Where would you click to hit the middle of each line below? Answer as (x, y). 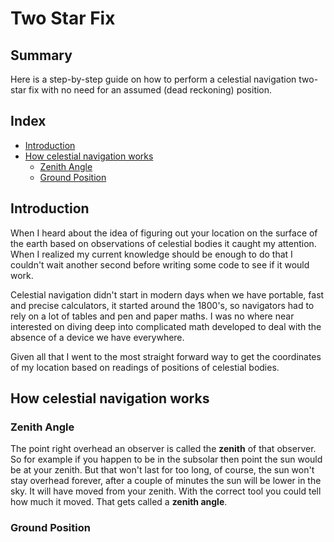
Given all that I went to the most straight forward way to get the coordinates (166, 356)
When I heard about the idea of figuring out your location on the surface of (164, 233)
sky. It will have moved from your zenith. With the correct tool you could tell (166, 491)
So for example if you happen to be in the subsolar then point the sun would (166, 459)
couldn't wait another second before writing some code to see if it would (160, 264)
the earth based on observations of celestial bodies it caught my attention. (163, 243)
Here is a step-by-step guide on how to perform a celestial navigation (153, 79)
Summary (41, 55)
